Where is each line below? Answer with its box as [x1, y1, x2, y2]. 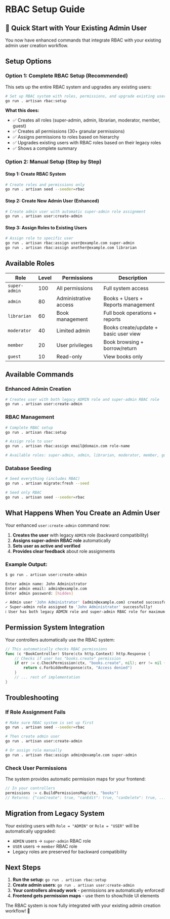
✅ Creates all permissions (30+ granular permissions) [12, 128, 125, 135]
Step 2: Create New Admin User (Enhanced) [5, 197, 100, 203]
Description [118, 274, 148, 281]
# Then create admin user [5, 734, 60, 739]
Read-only [56, 353, 82, 360]
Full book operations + [103, 309, 157, 316]
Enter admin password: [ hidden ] [5, 591, 73, 596]
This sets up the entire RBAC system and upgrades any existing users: [5, 83, 152, 90]
